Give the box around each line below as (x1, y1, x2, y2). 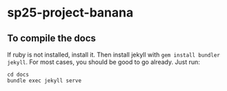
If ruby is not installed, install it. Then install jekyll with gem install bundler (7, 50, 221, 59)
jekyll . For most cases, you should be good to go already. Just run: (7, 58, 200, 66)
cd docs (7, 71, 30, 78)
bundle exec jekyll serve (7, 77, 81, 84)
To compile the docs (7, 32, 97, 44)
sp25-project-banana (7, 5, 134, 21)
